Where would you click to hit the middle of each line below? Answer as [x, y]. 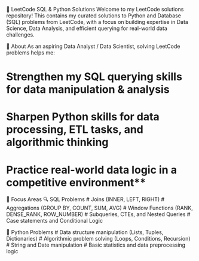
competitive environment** [76, 182]
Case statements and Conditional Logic [55, 221]
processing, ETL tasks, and [75, 130]
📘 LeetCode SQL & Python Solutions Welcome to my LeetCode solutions [95, 9]
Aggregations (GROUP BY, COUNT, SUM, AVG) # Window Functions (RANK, [99, 208]
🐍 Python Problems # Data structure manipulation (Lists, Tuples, [85, 232]
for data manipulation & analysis [88, 89]
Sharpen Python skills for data [83, 117]
